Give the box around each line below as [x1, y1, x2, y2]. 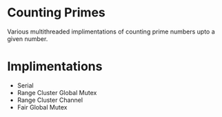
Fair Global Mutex [17, 103, 68, 111]
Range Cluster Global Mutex [17, 88, 97, 96]
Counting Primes [7, 5, 105, 21]
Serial [17, 81, 34, 90]
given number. [7, 34, 48, 42]
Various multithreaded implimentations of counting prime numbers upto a [7, 27, 215, 36]
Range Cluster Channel [17, 96, 83, 104]
